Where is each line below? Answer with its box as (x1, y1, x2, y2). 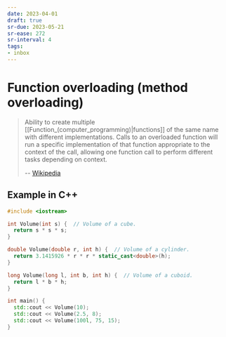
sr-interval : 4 (7, 37, 52, 44)
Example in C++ (7, 189, 79, 201)
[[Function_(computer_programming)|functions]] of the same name (24, 125, 219, 133)
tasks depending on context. (24, 155, 107, 164)
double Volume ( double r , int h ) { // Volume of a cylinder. (7, 246, 190, 253)
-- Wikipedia (24, 168, 61, 177)
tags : (7, 43, 23, 50)
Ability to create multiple (24, 117, 95, 126)
